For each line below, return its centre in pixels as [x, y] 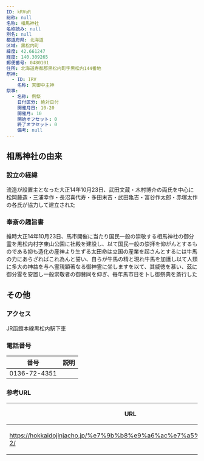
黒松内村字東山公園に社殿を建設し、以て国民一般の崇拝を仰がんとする [104, 244]
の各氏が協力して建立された [41, 204]
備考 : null [30, 130]
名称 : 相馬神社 [23, 23]
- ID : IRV [24, 79]
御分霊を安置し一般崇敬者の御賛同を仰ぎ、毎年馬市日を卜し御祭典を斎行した [102, 274]
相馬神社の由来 [34, 156]
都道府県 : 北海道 [25, 40]
